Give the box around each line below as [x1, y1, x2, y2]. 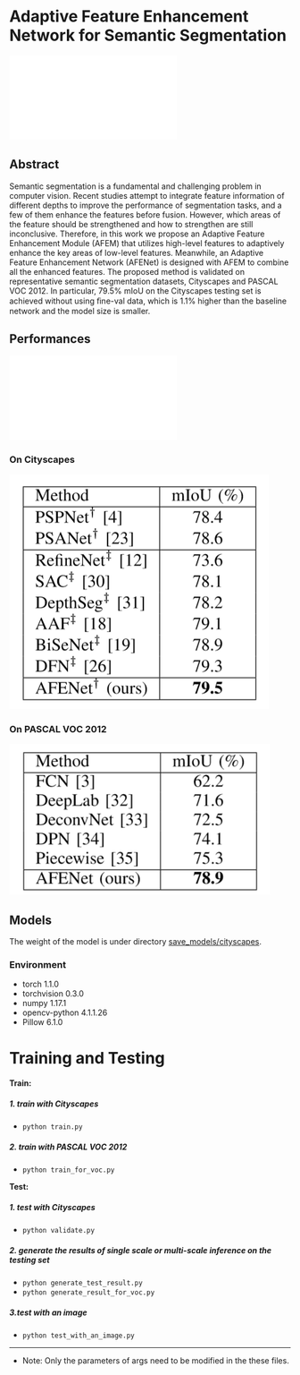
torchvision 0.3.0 [21, 988, 85, 999]
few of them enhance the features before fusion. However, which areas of [9, 209, 281, 220]
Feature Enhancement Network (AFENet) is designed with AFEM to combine [9, 257, 289, 268]
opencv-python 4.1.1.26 [21, 1007, 108, 1018]
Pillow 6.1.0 [21, 1017, 63, 1028]
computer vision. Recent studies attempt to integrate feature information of [9, 190, 285, 201]
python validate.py [21, 1226, 96, 1235]
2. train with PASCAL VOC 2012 [9, 1141, 128, 1152]
